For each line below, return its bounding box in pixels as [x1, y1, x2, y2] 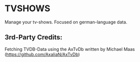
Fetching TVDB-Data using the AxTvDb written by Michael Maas [4, 46, 135, 52]
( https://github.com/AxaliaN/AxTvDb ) [4, 51, 80, 57]
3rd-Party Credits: [4, 33, 63, 41]
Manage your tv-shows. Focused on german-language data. [4, 19, 128, 25]
